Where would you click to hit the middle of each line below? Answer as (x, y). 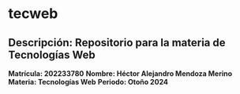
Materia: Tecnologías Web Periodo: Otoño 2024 (88, 82)
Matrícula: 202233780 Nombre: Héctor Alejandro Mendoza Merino (120, 74)
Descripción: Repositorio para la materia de (117, 43)
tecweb (33, 14)
